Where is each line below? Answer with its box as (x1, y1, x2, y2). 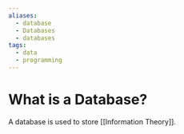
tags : (8, 41, 26, 49)
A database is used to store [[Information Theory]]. (8, 116, 176, 126)
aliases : (8, 11, 38, 20)
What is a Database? (8, 91, 148, 108)
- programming (15, 57, 62, 65)
